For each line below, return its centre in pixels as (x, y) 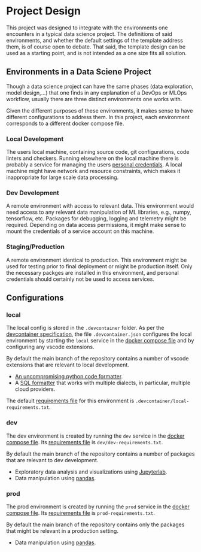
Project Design (43, 11)
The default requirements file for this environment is (70, 401)
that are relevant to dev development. (52, 460)
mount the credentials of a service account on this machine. (80, 231)
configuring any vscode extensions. (50, 347)
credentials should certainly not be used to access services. (80, 279)
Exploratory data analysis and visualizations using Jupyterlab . (91, 472)
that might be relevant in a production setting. (62, 530)
